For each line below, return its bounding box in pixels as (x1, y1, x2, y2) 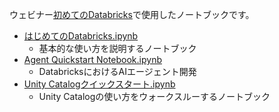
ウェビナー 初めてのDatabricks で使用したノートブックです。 (9, 9, 255, 20)
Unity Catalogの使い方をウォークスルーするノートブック (38, 91, 271, 102)
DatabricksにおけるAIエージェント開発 (38, 66, 197, 77)
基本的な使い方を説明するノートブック (38, 43, 197, 54)
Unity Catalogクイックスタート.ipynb (23, 78, 176, 90)
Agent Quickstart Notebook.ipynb (23, 54, 162, 65)
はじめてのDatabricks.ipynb (23, 30, 139, 42)
